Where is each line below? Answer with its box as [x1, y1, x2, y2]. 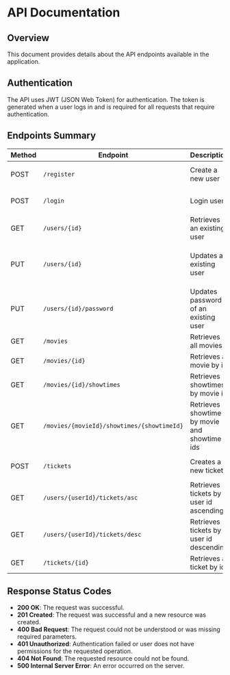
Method [10, 150, 37, 160]
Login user [190, 196, 225, 205]
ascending [190, 505, 224, 515]
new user [190, 173, 220, 183]
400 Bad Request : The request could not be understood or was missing [16, 625, 220, 634]
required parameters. [16, 633, 77, 641]
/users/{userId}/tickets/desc [43, 531, 142, 538]
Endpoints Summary [7, 130, 97, 142]
